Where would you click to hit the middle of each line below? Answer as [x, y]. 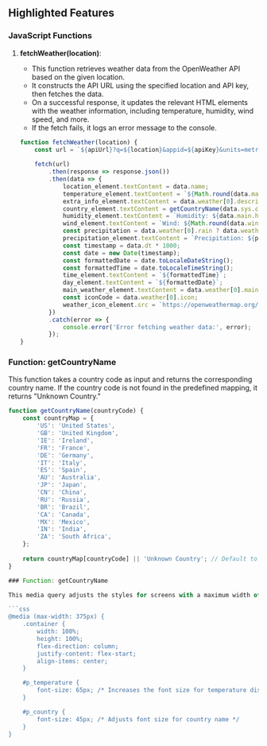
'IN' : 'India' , [62, 529]
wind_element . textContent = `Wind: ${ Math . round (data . [155, 223]
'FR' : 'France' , [64, 448]
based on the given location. [78, 77]
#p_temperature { [51, 683]
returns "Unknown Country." [55, 396]
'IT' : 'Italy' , [62, 463]
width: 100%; [58, 631]
